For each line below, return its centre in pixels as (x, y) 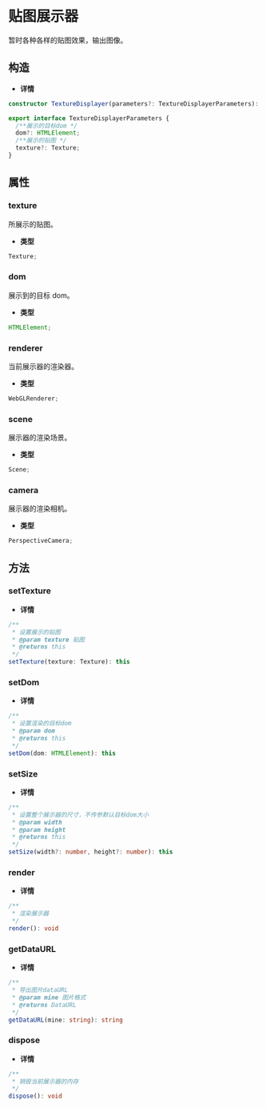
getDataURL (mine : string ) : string (66, 1020)
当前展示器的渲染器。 (43, 366)
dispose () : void (35, 1096)
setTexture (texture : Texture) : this (69, 662)
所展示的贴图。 (33, 224)
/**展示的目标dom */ (47, 126)
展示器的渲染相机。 (40, 508)
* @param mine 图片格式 (49, 998)
